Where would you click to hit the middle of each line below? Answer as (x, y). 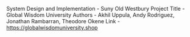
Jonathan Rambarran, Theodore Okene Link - (63, 21)
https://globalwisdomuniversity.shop (52, 27)
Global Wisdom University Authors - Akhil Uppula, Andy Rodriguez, (90, 15)
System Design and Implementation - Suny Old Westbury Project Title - (96, 9)
